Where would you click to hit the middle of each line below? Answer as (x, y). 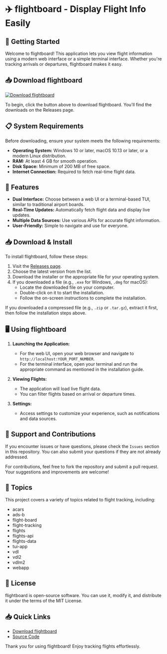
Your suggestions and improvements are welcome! (57, 472)
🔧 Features (22, 187)
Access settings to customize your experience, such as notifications (90, 414)
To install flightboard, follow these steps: (47, 256)
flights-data (24, 541)
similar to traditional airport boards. (48, 205)
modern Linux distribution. (39, 156)
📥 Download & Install (39, 242)
